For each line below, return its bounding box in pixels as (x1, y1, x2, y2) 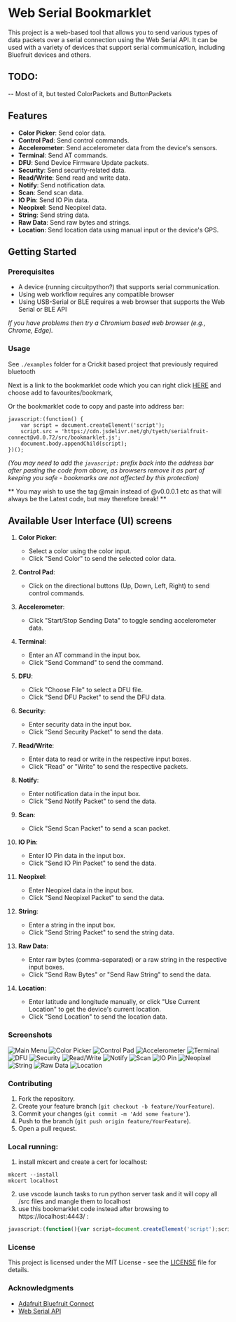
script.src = (20, 428, 59, 435)
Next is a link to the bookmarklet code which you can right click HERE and (8, 381, 221, 389)
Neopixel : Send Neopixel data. (18, 203, 107, 211)
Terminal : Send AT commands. (18, 151, 108, 159)
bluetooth (8, 367, 36, 376)
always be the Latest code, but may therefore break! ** (8, 494, 167, 503)
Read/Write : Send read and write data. (18, 173, 130, 182)
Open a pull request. (18, 1124, 78, 1132)
